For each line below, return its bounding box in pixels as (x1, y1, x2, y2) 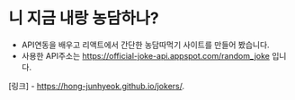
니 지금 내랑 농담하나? (8, 8, 159, 29)
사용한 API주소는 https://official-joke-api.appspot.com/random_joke (21, 50, 271, 61)
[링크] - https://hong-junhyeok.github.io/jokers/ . (8, 80, 185, 91)
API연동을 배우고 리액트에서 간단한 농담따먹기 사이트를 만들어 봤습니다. (21, 39, 271, 50)
